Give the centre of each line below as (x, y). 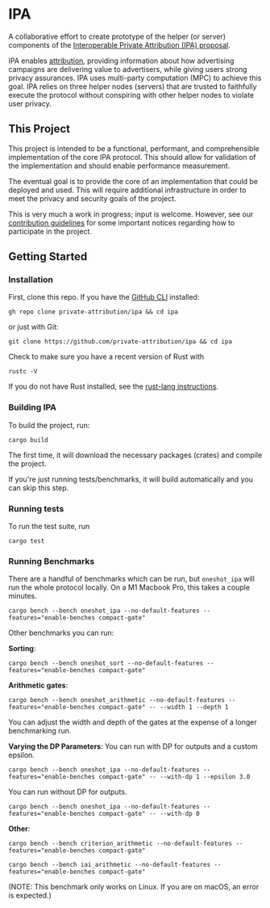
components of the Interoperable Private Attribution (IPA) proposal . (120, 44)
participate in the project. (50, 231)
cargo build (28, 440)
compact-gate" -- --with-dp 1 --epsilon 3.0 (174, 777)
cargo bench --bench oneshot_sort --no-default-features (106, 663)
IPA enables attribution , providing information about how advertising (121, 61)
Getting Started (48, 256)
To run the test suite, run (49, 527)
